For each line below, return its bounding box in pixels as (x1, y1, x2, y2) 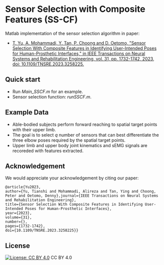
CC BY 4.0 (51, 255, 72, 261)
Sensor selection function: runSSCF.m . (12, 94, 92, 100)
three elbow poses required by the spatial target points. (12, 137, 126, 143)
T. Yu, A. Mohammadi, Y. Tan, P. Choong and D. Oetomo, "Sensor (12, 40, 146, 46)
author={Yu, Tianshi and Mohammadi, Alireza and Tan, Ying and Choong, (5, 189, 156, 194)
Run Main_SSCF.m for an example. (12, 88, 83, 95)
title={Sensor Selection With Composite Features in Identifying (5, 202, 143, 207)
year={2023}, (5, 211, 32, 216)
